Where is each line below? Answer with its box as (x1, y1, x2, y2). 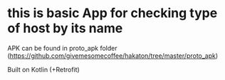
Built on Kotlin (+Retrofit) (7, 65, 80, 74)
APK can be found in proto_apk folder (7, 44, 117, 52)
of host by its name (7, 20, 123, 36)
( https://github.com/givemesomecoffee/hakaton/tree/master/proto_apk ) (7, 51, 219, 60)
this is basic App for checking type (7, 5, 218, 21)
